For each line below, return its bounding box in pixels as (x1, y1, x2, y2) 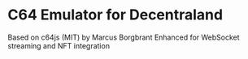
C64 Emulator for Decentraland (7, 6, 224, 24)
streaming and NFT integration (7, 40, 111, 50)
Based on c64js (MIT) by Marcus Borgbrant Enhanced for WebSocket (7, 32, 241, 42)
